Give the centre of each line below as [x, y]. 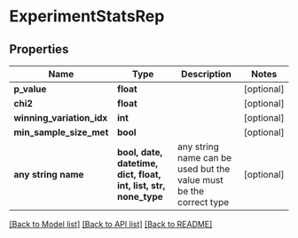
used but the [204, 169]
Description [207, 74]
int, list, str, [141, 186]
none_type [140, 197]
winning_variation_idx [61, 118]
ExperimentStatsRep [87, 16]
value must [200, 180]
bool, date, [140, 152]
